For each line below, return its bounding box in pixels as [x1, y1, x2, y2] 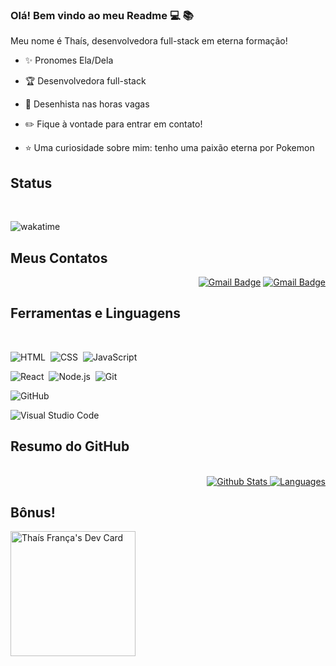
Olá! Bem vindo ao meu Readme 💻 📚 [10, 8, 194, 22]
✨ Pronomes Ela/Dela [24, 54, 114, 67]
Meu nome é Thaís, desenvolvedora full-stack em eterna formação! [10, 35, 288, 47]
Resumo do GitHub [10, 438, 130, 455]
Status [10, 174, 53, 192]
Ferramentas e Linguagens [10, 305, 182, 322]
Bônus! [10, 504, 56, 521]
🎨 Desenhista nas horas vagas [24, 98, 150, 110]
